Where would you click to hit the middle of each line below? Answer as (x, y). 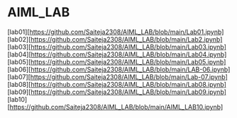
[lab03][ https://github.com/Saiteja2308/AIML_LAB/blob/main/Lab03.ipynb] (117, 47)
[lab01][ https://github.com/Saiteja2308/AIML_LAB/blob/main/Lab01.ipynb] (116, 32)
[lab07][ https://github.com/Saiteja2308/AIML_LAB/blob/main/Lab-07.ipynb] (118, 77)
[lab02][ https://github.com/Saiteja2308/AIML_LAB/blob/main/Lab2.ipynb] (115, 39)
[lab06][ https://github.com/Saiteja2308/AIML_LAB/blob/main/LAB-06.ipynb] (119, 69)
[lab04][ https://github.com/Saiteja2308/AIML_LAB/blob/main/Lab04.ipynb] (117, 54)
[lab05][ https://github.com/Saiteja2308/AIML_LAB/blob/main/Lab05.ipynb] (117, 61)
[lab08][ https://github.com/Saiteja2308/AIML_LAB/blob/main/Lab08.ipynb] (117, 84)
